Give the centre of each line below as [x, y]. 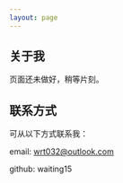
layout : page [34, 17]
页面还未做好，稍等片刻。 [57, 79]
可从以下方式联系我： [48, 134]
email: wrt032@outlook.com [61, 152]
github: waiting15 [41, 169]
